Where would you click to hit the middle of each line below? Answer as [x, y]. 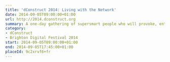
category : [16, 28]
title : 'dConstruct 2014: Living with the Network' [61, 10]
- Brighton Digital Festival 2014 [42, 38]
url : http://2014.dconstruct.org [40, 19]
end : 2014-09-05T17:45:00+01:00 [39, 47]
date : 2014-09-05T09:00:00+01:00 [40, 14]
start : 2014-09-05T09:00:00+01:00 [42, 42]
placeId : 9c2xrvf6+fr [28, 51]
